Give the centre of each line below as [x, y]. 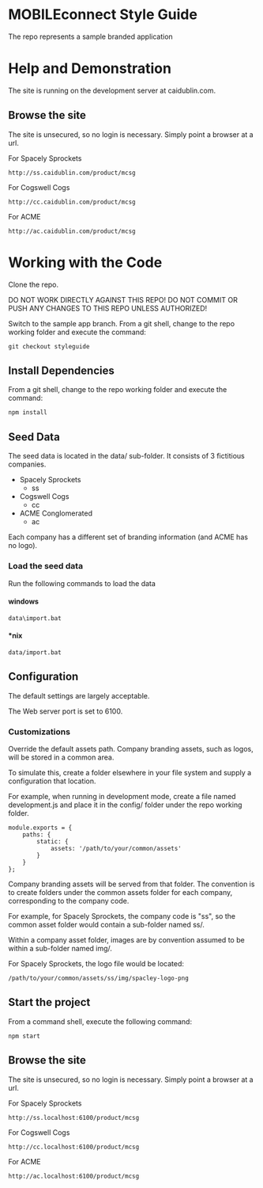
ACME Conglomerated [56, 513]
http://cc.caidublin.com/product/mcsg [72, 202]
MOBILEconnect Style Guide [103, 15]
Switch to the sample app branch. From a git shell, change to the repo [122, 323]
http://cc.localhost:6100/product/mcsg [74, 1147]
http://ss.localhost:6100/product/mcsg [74, 1118]
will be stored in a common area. [61, 757]
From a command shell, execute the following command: [100, 1021]
